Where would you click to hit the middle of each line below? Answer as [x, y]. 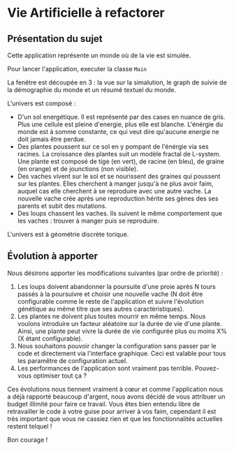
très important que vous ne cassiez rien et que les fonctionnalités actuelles [115, 419]
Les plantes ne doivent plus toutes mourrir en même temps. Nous [111, 316]
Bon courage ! [28, 439]
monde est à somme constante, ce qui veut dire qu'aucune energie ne [118, 132]
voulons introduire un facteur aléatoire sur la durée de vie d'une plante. [119, 323]
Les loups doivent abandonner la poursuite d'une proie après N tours [117, 286]
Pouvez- [207, 368]
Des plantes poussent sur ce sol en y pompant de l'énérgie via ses [113, 147]
